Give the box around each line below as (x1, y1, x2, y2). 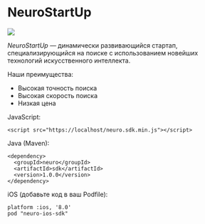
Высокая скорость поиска (17, 91, 98, 100)
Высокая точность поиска (17, 83, 98, 92)
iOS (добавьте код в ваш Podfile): (7, 190, 108, 198)
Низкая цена (17, 99, 56, 107)
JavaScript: (7, 112, 41, 121)
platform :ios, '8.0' (7, 203, 72, 210)
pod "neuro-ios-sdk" (7, 210, 69, 217)
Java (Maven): (7, 139, 50, 147)
